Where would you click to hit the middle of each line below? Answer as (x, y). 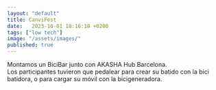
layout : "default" (33, 13)
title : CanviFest (32, 20)
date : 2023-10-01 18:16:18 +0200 (58, 26)
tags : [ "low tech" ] (35, 32)
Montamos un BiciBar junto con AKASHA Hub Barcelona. (87, 64)
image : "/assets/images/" (44, 39)
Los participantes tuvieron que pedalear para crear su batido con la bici (108, 72)
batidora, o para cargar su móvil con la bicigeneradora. (85, 79)
